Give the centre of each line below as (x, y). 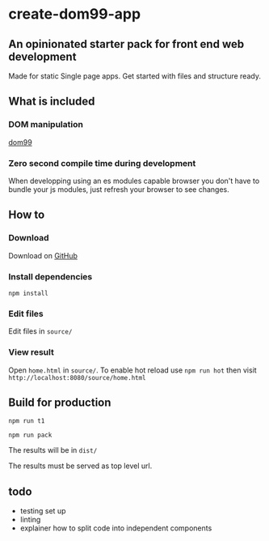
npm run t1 (27, 421)
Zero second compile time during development (102, 163)
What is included (52, 102)
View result (31, 352)
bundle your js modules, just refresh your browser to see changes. (119, 189)
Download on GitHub (43, 255)
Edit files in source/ (40, 331)
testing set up (43, 511)
